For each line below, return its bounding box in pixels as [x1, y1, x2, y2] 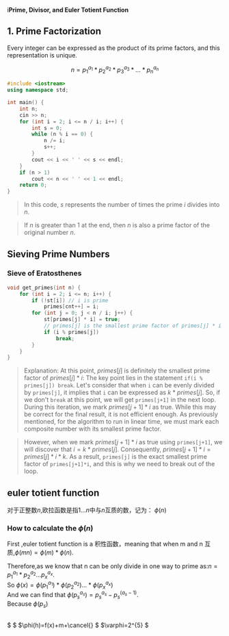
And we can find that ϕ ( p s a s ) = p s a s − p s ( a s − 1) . [7, 589, 139, 600]
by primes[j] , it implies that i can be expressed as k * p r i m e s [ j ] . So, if [23, 388, 221, 396]
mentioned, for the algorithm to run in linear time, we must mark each [23, 418, 219, 426]
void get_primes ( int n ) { [7, 284, 81, 291]
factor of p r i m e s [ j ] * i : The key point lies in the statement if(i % [23, 374, 203, 382]
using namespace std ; [7, 87, 69, 94]
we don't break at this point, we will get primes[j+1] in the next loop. [23, 396, 217, 404]
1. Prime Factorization [7, 25, 101, 37]
